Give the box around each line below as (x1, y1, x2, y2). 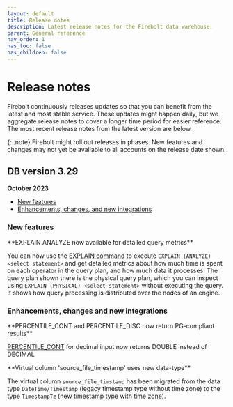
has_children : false (7, 49, 67, 56)
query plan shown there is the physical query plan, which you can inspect (7, 273, 218, 282)
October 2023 (7, 184, 49, 192)
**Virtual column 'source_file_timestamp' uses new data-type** (7, 364, 191, 372)
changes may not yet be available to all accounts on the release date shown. (7, 145, 226, 153)
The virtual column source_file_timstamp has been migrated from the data (7, 377, 220, 385)
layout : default (7, 10, 54, 17)
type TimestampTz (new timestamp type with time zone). (7, 392, 166, 401)
